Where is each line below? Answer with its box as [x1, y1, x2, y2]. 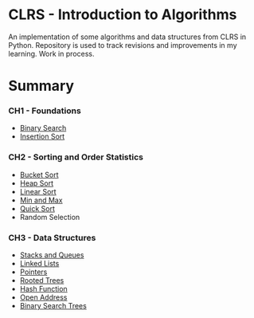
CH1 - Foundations [8, 105, 81, 116]
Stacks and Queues [19, 250, 84, 260]
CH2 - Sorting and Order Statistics [8, 151, 143, 163]
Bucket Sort [19, 170, 59, 179]
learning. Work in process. [8, 49, 95, 58]
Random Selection [19, 212, 80, 222]
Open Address [19, 292, 68, 302]
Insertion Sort [19, 132, 65, 141]
